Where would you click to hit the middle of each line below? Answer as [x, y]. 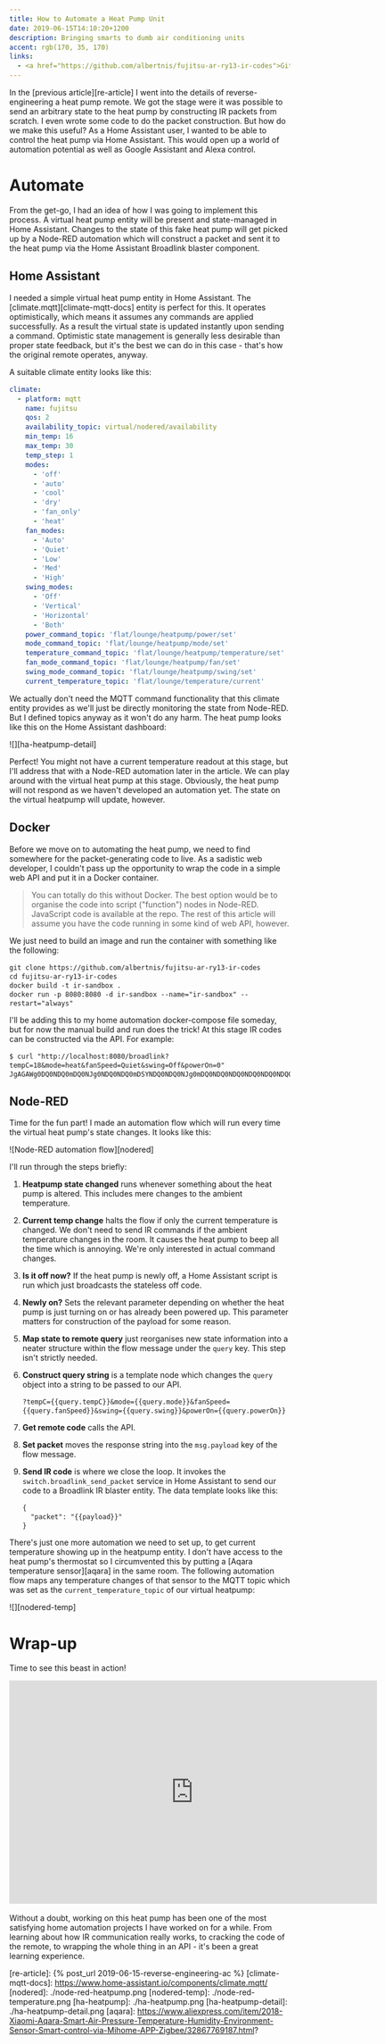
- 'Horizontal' [61, 615]
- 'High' [49, 578]
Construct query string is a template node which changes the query [147, 1375]
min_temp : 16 [49, 437]
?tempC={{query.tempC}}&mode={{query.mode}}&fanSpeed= [126, 1402]
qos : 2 [37, 418]
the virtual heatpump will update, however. [87, 799]
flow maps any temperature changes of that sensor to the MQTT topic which [150, 1581]
